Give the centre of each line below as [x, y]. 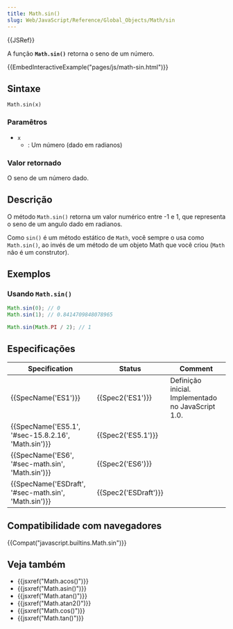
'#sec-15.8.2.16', [41, 435]
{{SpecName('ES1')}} [46, 397]
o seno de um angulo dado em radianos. [65, 224]
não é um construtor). [38, 252]
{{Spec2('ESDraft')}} [130, 493]
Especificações [41, 349]
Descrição [30, 200]
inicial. [180, 389]
